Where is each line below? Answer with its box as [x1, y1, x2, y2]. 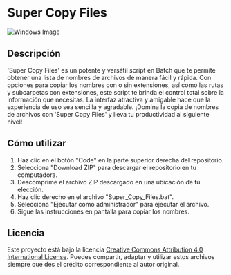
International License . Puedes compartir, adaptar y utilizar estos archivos [7, 253, 215, 261]
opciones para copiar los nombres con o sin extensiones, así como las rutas [7, 81, 223, 89]
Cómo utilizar [7, 137, 67, 149]
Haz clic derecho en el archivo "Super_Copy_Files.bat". [17, 192, 174, 201]
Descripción [7, 48, 61, 59]
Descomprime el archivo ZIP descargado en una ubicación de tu [17, 178, 201, 186]
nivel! [7, 117, 23, 126]
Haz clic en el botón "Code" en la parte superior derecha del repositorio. [17, 155, 224, 164]
